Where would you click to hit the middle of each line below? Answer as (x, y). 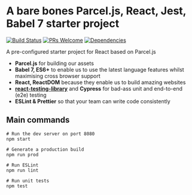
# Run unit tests (28, 181)
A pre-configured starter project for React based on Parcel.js (81, 51)
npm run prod (22, 154)
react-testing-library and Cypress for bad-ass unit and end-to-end (99, 88)
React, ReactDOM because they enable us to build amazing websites (100, 82)
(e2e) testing (31, 95)
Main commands (38, 120)
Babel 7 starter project (63, 24)
